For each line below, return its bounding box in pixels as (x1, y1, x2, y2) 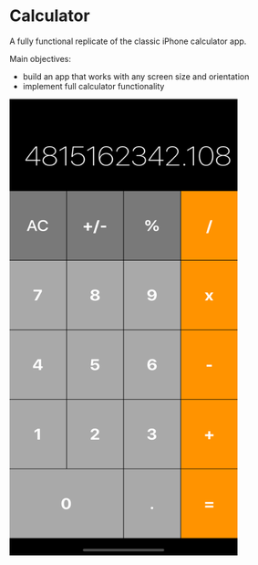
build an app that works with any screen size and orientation (22, 70, 250, 82)
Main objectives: (9, 53, 71, 64)
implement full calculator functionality (22, 80, 165, 91)
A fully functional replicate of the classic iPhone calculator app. (9, 36, 247, 47)
